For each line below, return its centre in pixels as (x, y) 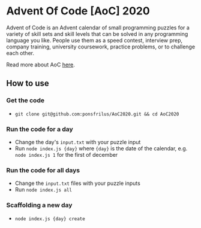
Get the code (25, 101)
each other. (20, 53)
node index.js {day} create (50, 219)
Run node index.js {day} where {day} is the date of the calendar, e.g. (101, 148)
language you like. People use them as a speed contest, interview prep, (94, 40)
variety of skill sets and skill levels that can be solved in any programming (97, 34)
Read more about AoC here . (40, 65)
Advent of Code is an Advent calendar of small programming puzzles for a (98, 28)
